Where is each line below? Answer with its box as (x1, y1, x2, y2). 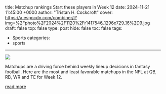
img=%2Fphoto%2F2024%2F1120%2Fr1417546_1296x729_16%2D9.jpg (5, 20, 150, 26)
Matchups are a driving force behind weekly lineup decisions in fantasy (5, 64, 150, 69)
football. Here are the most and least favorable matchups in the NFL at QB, (5, 69, 157, 75)
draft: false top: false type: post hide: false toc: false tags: (5, 25, 123, 31)
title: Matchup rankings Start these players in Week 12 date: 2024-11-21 (5, 4, 150, 10)
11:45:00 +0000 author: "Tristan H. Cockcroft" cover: (5, 9, 113, 15)
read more (5, 84, 26, 90)
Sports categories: (12, 35, 50, 41)
